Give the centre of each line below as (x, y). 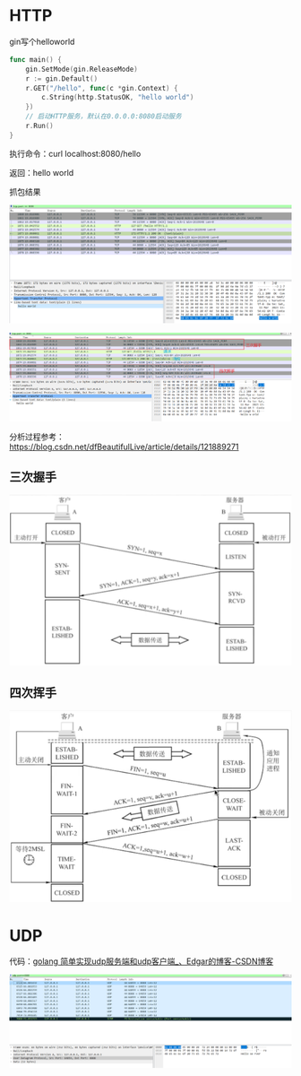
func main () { (36, 59)
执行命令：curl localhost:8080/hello (75, 153)
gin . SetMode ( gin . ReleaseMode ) (82, 69)
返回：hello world (42, 172)
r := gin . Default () (62, 78)
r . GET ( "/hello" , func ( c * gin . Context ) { (102, 88)
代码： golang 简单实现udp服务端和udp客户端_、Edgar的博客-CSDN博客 (142, 961)
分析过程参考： (37, 437)
